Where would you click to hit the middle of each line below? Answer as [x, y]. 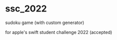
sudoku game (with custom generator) [45, 22]
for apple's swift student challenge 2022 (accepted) [59, 32]
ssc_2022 [26, 9]
